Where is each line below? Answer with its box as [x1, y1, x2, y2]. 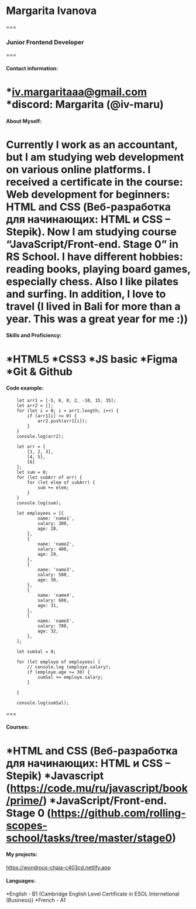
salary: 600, [37, 597, 69, 603]
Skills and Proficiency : [6, 332, 62, 339]
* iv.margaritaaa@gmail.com [6, 86, 147, 99]
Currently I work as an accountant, [6, 138, 178, 151]
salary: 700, [37, 623, 69, 629]
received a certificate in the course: [6, 175, 183, 189]
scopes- [6, 819, 48, 832]
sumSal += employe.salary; [37, 674, 104, 680]
